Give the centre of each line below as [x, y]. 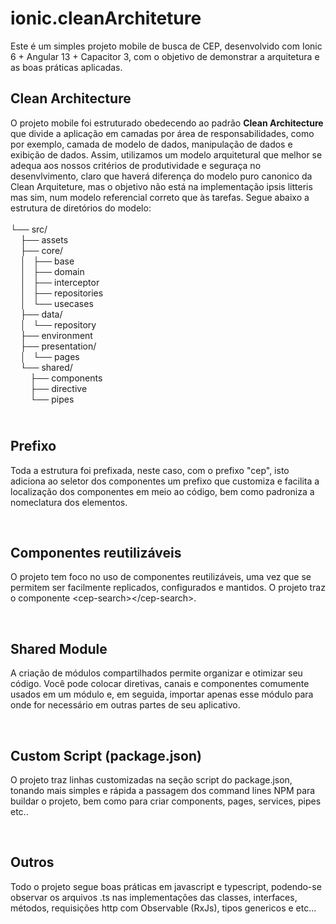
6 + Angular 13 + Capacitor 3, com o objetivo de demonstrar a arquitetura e [165, 56]
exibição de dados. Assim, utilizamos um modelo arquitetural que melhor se [166, 154]
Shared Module [59, 648]
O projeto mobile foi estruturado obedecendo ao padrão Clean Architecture [167, 123]
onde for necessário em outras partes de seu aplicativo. [125, 705]
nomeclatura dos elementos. [69, 502]
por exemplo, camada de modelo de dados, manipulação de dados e [151, 144]
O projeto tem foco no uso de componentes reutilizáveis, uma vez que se [161, 577]
